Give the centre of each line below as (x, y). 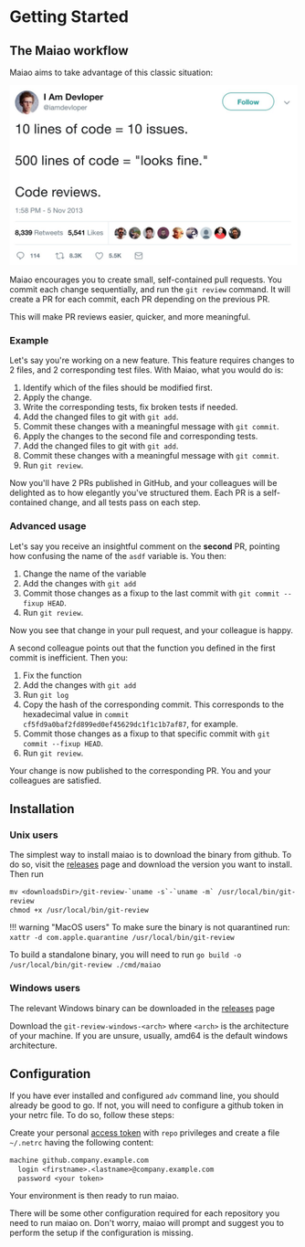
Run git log (46, 694)
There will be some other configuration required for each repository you (145, 1213)
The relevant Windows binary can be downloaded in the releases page (142, 1008)
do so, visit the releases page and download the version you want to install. (151, 864)
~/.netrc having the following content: (82, 1143)
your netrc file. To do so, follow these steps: (92, 1115)
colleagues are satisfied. (56, 780)
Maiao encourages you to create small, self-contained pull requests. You (146, 280)
